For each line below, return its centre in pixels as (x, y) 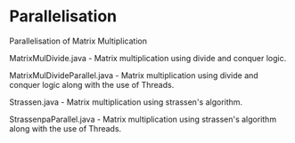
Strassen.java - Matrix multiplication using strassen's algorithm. (126, 102)
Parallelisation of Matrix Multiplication (78, 41)
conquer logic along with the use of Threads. (92, 84)
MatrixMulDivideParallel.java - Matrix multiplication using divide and (134, 75)
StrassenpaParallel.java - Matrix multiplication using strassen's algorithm (143, 119)
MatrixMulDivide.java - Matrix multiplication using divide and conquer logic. (148, 58)
